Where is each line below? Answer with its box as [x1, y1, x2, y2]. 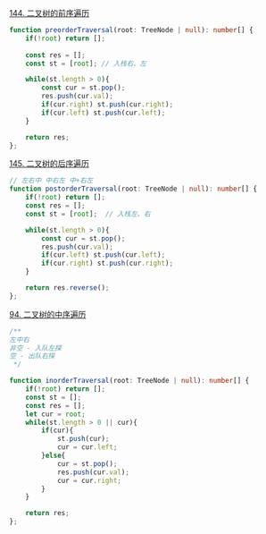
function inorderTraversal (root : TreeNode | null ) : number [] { [9, 377, 250, 386]
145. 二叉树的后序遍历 [9, 158, 89, 169]
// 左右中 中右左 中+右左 [9, 176, 94, 185]
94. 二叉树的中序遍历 [9, 309, 87, 319]
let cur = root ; [25, 410, 87, 419]
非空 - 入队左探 [9, 343, 62, 352]
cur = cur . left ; [56, 443, 118, 452]
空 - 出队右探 [9, 352, 55, 360]
